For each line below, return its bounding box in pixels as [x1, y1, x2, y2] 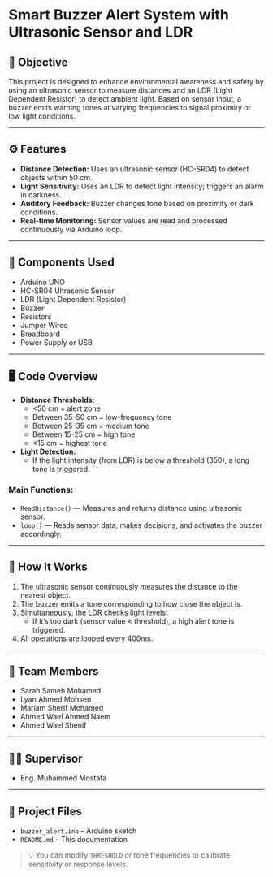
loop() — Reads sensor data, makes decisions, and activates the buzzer [19, 520, 262, 529]
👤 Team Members [8, 664, 99, 678]
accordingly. [19, 529, 63, 538]
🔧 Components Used [8, 256, 115, 270]
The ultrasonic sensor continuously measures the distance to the [19, 581, 238, 591]
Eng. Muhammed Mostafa [19, 773, 107, 783]
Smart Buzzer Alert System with [8, 6, 230, 24]
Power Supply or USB [19, 337, 93, 347]
